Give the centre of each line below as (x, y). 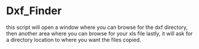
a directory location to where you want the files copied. (74, 40)
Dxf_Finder (34, 11)
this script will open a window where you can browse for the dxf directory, (97, 27)
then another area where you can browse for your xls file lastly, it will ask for (99, 33)
